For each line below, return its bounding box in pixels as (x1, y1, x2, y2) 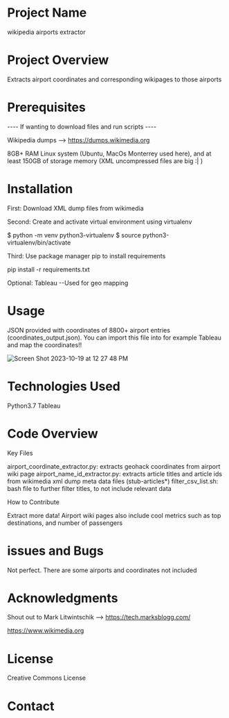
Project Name (7, 5, 87, 21)
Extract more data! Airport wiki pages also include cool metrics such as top (7, 511, 221, 519)
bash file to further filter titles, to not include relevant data (7, 484, 172, 492)
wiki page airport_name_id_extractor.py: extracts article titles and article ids (7, 469, 223, 478)
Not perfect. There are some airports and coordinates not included (7, 566, 197, 574)
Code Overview (7, 426, 98, 442)
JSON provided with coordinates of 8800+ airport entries (7, 326, 171, 334)
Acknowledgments (7, 590, 119, 606)
